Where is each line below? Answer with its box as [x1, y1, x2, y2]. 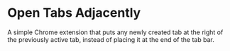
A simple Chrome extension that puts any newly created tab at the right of [7, 28, 224, 36]
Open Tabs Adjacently [7, 5, 141, 21]
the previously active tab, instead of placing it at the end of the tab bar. [7, 35, 214, 43]
